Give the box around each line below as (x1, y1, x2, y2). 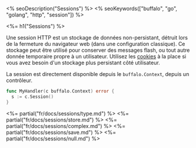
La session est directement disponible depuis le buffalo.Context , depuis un (6, 71, 190, 77)
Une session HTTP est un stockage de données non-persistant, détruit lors (6, 34, 188, 41)
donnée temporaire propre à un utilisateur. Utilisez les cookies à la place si (6, 53, 187, 60)
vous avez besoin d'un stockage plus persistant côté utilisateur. (6, 59, 160, 66)
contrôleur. (6, 77, 32, 84)
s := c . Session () (11, 94, 54, 100)
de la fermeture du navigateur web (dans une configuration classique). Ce (6, 41, 185, 47)
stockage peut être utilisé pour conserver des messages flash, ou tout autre (6, 47, 190, 54)
